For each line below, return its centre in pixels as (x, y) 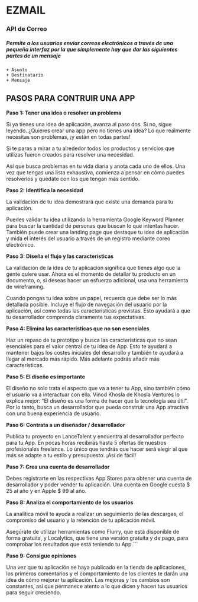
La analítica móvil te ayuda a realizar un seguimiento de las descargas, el (95, 514)
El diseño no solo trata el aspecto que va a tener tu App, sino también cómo (98, 388)
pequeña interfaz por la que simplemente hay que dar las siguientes (92, 49)
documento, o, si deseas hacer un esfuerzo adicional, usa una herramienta (97, 280)
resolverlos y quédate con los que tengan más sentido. (73, 179)
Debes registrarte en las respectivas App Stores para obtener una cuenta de (99, 478)
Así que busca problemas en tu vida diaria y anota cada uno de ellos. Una (96, 166)
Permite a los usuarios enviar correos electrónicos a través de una (90, 43)
